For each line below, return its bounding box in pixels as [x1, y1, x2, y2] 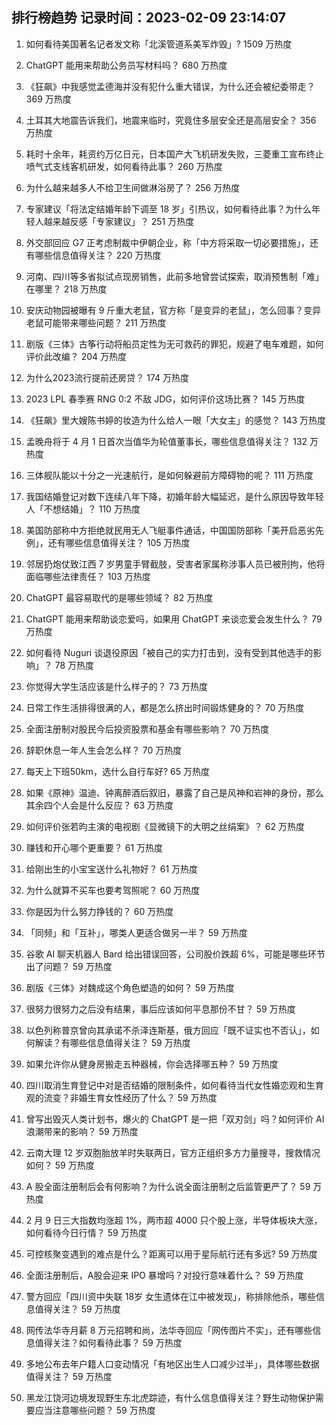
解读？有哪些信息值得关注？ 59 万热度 [34, 1036, 191, 1048]
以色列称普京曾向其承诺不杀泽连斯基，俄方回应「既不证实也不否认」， [25, 1024, 311, 1036]
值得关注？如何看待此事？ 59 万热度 [34, 1336, 183, 1348]
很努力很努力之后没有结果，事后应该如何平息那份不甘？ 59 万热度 [25, 1003, 296, 1015]
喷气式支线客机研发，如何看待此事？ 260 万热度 [25, 160, 223, 172]
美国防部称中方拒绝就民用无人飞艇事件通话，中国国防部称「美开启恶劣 [25, 524, 316, 536]
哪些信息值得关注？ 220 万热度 [34, 249, 162, 261]
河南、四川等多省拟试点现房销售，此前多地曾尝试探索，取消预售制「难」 [25, 270, 324, 282]
